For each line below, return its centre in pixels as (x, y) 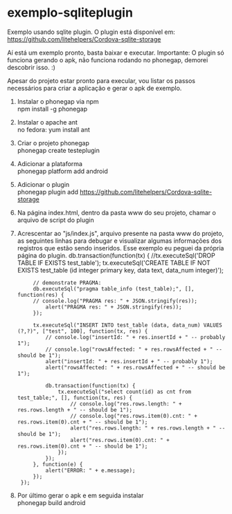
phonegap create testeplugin (59, 150)
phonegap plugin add (47, 192)
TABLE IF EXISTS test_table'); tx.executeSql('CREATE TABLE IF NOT (114, 263)
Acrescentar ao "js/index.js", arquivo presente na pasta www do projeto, (120, 233)
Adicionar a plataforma (50, 163)
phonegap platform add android (63, 171)
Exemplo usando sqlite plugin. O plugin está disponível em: (91, 32)
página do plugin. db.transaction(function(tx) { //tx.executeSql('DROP (116, 255)
